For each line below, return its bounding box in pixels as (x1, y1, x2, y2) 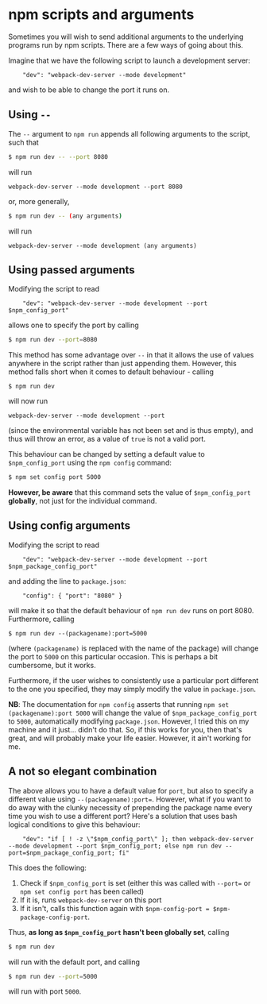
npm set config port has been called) (19, 886, 145, 896)
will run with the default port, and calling (8, 957, 141, 967)
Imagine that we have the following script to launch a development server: (8, 56, 250, 65)
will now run (8, 396, 48, 406)
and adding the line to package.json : (8, 576, 126, 585)
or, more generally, (8, 196, 70, 206)
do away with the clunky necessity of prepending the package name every (8, 802, 253, 812)
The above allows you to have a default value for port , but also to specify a (8, 786, 254, 795)
